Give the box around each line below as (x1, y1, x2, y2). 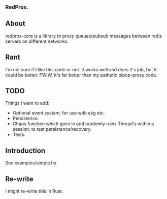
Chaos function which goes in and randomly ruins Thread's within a (12, 121, 154, 127)
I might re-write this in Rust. (5, 188, 63, 194)
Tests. (12, 131, 26, 138)
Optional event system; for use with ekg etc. (12, 110, 105, 116)
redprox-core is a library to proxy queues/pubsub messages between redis (5, 33, 162, 39)
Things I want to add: (5, 100, 50, 106)
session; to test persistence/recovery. (12, 126, 92, 132)
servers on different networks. (5, 38, 69, 44)
